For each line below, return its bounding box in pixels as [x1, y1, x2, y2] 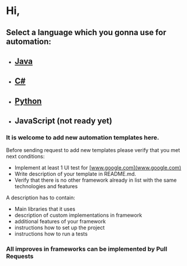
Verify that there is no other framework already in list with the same [14, 177, 177, 184]
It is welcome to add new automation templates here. [6, 133, 160, 141]
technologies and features [14, 183, 78, 190]
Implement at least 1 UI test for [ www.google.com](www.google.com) [14, 164, 182, 171]
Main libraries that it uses [14, 206, 76, 213]
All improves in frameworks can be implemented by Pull [6, 245, 168, 253]
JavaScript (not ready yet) [14, 116, 113, 126]
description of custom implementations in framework [14, 212, 142, 219]
